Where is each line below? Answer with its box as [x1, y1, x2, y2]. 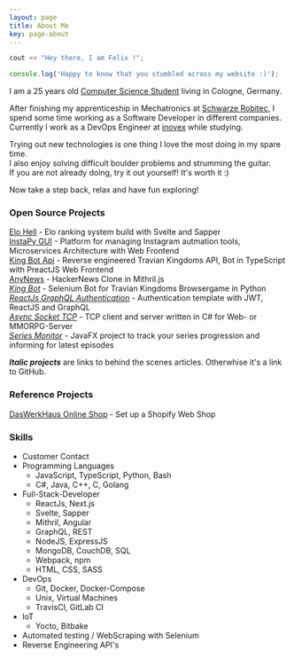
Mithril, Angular [35, 517, 91, 528]
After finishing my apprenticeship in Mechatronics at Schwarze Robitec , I [9, 103, 275, 114]
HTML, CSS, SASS [35, 564, 104, 575]
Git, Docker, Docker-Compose [35, 583, 145, 594]
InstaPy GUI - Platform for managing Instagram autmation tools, [9, 236, 241, 247]
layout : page [9, 12, 58, 22]
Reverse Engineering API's [21, 639, 120, 650]
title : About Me [9, 21, 69, 30]
